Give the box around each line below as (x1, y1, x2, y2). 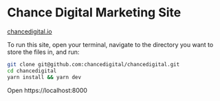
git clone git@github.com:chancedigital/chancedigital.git (7, 61, 180, 68)
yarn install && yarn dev (7, 74, 81, 81)
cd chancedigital (7, 67, 57, 74)
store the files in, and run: (7, 48, 80, 56)
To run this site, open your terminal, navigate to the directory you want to (7, 40, 214, 48)
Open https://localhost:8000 (7, 86, 88, 94)
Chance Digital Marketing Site (7, 5, 181, 20)
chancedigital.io (7, 27, 53, 35)
